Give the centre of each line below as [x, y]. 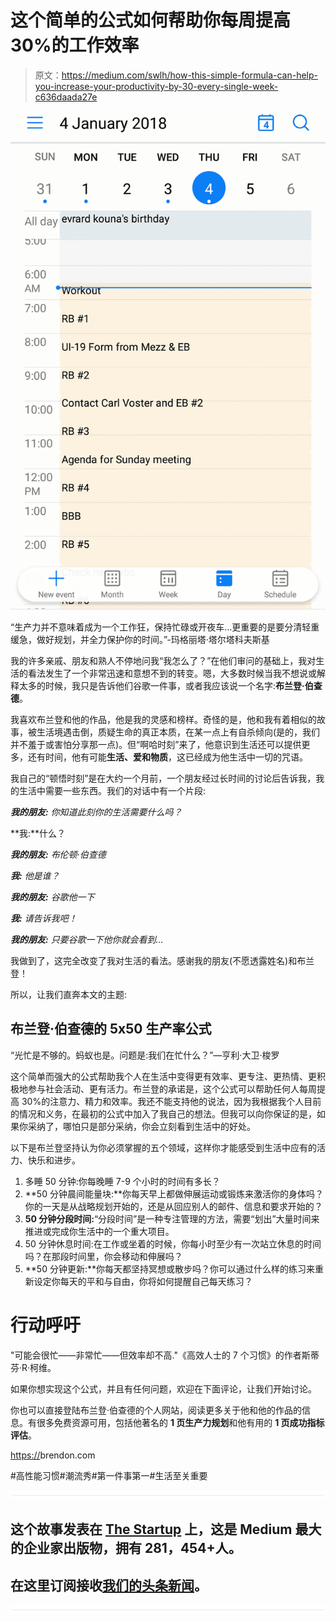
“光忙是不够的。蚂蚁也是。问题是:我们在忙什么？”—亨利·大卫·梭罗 [145, 1055]
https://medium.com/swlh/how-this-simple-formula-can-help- [189, 75]
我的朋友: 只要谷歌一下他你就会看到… [87, 940]
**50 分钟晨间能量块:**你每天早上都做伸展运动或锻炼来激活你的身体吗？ [174, 1193]
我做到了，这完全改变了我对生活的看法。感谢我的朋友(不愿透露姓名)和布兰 [162, 961]
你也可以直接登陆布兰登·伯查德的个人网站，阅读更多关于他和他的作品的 [156, 1410]
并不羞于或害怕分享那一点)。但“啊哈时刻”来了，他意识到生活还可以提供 [156, 745]
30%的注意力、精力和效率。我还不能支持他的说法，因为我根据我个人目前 [171, 1101]
